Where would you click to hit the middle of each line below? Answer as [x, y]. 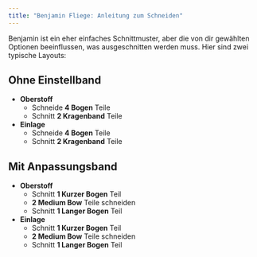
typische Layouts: [37, 55]
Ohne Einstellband [55, 80]
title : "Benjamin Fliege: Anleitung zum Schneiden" [95, 16]
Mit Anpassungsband [63, 167]
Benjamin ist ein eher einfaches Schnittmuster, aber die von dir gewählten [129, 38]
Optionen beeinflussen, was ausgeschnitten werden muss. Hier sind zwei [128, 47]
